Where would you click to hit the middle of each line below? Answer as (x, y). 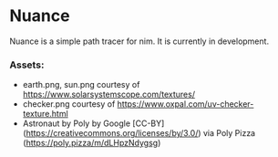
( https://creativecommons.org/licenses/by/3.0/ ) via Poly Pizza (139, 133)
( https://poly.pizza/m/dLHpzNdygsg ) (92, 143)
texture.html (45, 114)
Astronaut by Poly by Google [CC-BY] (93, 123)
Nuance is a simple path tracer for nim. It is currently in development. (139, 41)
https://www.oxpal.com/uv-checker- (185, 104)
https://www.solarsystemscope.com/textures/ (109, 94)
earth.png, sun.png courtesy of (81, 85)
